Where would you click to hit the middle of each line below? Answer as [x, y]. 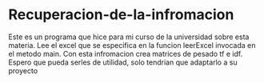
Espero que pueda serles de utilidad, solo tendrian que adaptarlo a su [123, 62]
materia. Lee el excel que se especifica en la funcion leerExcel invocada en [132, 45]
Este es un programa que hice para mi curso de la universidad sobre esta [129, 37]
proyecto [23, 70]
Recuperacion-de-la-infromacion [121, 15]
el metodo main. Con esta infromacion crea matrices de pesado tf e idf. [126, 53]
